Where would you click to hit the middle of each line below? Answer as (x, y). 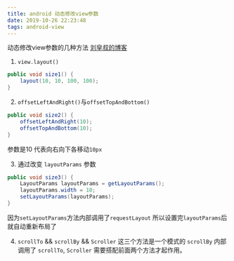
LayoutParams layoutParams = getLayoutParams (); (92, 184)
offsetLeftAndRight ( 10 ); (56, 121)
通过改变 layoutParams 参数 (57, 164)
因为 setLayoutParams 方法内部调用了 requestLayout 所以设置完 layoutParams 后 (117, 217)
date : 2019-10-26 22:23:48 (47, 20)
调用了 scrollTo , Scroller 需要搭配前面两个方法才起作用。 (102, 250)
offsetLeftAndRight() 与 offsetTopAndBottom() (84, 102)
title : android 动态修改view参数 (53, 14)
